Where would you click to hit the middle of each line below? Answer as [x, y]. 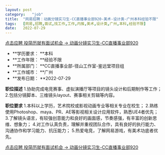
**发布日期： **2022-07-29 [41, 78]
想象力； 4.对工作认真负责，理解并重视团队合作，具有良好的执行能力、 [86, 124]
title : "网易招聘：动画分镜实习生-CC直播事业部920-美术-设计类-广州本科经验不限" [82, 19]
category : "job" [24, 14]
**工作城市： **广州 [33, 72]
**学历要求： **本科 [33, 54]
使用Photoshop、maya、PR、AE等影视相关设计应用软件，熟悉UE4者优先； [82, 112]
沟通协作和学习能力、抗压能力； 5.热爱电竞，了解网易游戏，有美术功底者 [80, 131]
